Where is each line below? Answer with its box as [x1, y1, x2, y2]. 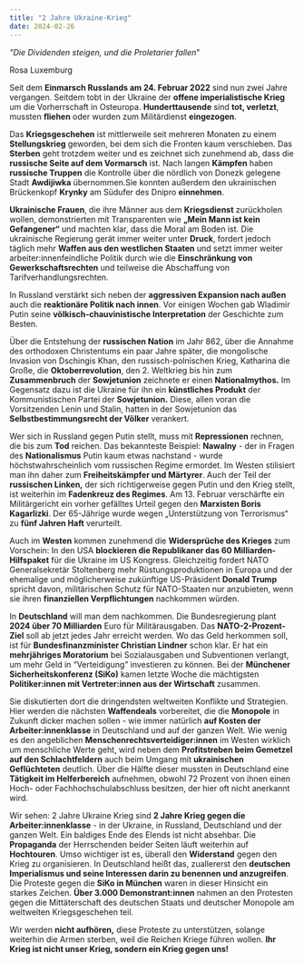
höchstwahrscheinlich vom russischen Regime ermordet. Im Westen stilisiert [9, 460, 295, 471]
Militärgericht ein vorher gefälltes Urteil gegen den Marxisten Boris [9, 498, 261, 509]
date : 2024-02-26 [9, 22, 75, 31]
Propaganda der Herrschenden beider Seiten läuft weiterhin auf [9, 839, 250, 849]
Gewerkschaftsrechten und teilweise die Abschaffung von [9, 262, 230, 273]
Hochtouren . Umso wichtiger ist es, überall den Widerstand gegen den [9, 849, 278, 859]
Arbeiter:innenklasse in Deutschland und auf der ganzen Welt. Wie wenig [9, 724, 288, 736]
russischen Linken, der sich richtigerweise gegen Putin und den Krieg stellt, [9, 479, 295, 490]
